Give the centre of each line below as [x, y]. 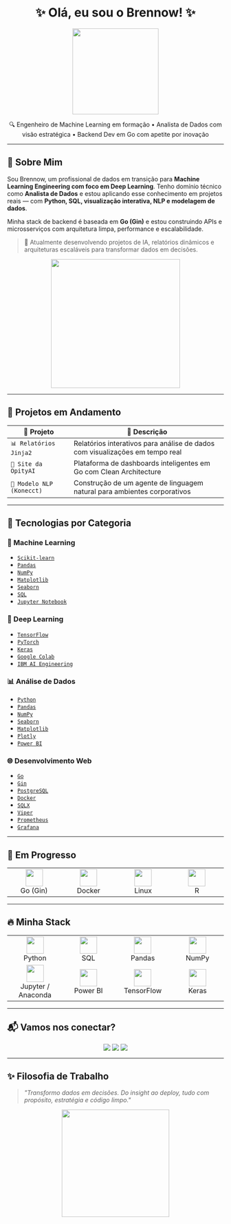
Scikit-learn [36, 558]
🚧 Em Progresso [42, 855]
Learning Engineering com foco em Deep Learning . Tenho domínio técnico [114, 186]
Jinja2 [21, 453]
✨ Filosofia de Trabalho [58, 1076]
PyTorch [28, 642]
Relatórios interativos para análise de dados [144, 443]
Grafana [28, 827]
